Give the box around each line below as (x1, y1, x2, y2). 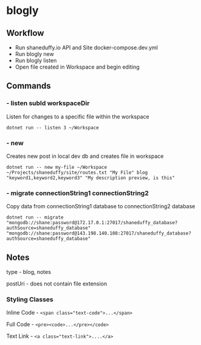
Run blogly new (15, 50, 55, 58)
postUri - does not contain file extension (6, 280, 107, 287)
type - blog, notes (6, 268, 52, 276)
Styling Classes (6, 295, 53, 304)
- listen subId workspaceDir (6, 99, 90, 108)
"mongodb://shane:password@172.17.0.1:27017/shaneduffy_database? (6, 220, 178, 226)
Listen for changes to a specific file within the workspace (6, 113, 150, 120)
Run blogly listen (15, 57, 57, 64)
